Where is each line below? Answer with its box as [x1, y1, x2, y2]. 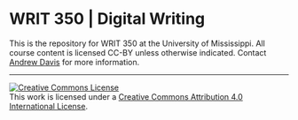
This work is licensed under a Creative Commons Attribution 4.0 [9, 91, 244, 101]
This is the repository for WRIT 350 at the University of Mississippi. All [9, 38, 266, 49]
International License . [9, 101, 89, 111]
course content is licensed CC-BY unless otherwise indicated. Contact [9, 47, 267, 57]
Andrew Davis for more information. [9, 56, 140, 67]
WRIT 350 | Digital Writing [9, 9, 206, 29]
